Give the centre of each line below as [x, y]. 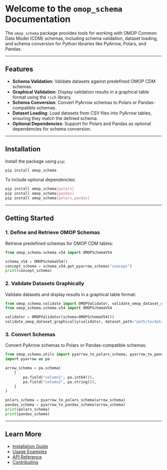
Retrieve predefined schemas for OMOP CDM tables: [59, 243]
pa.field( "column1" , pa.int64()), [59, 377]
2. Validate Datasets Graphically [45, 283]
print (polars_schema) [28, 410]
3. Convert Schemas [30, 334]
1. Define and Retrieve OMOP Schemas [53, 233]
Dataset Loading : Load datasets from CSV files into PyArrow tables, [82, 113]
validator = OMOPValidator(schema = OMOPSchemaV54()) [60, 317]
